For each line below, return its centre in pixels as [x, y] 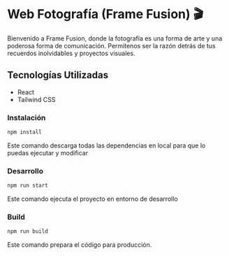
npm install [24, 132]
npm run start [28, 186]
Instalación [27, 118]
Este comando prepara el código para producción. [80, 245]
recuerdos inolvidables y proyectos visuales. [71, 53]
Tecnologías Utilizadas [58, 75]
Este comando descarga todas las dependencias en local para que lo [106, 145]
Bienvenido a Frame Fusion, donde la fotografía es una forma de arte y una [115, 38]
